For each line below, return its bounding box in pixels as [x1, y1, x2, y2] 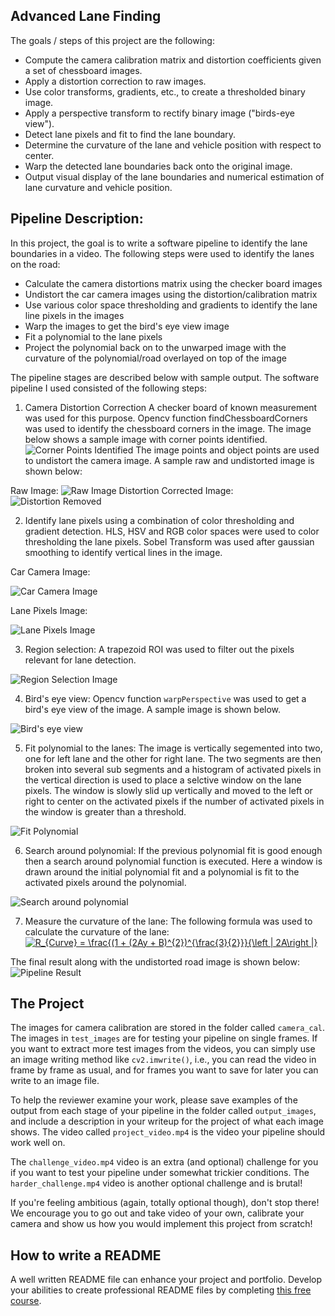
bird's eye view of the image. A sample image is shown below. [24, 703, 282, 715]
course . [10, 1295, 42, 1307]
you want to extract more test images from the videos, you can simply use [10, 1043, 316, 1055]
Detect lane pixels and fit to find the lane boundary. [24, 128, 237, 140]
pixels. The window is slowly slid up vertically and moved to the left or [24, 784, 313, 796]
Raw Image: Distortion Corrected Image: [10, 484, 234, 496]
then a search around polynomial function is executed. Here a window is [24, 855, 323, 867]
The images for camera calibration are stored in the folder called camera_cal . [10, 1022, 326, 1034]
